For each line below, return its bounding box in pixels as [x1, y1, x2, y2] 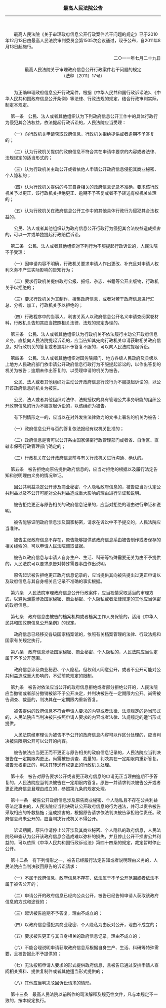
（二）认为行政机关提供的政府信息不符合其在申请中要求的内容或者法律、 [13, 149, 159, 155]
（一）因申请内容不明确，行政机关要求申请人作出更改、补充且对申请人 [13, 261, 155, 266]
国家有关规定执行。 [5, 637, 44, 643]
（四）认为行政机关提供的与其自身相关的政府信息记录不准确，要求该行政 [13, 184, 159, 190]
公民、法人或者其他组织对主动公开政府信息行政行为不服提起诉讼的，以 [13, 379, 157, 385]
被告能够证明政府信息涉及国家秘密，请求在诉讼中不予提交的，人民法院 [13, 519, 157, 525]
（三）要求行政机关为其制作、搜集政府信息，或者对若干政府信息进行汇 [13, 296, 155, 302]
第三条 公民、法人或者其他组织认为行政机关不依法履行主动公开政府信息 [10, 331, 158, 337]
